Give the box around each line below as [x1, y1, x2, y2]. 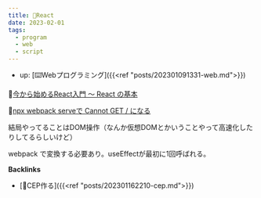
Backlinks [8, 165, 42, 174]
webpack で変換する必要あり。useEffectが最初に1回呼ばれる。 [8, 149, 210, 158]
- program [15, 33, 47, 41]
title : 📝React [8, 11, 55, 20]
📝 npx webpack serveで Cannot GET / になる [8, 106, 151, 115]
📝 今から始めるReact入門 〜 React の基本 [8, 89, 139, 99]
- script [15, 48, 44, 56]
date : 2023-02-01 [8, 19, 65, 27]
